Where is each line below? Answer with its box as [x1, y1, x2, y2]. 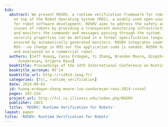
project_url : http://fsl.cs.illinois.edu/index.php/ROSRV [9, 95, 133, 100]
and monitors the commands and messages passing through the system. [14, 30, 162, 35]
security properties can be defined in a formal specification [14, 35, 149, 40]
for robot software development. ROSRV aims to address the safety [14, 21, 157, 26]
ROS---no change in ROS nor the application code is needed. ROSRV [14, 44, 157, 49]
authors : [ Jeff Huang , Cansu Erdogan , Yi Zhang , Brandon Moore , [9, 53, 146, 59]
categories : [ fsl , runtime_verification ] [9, 77, 97, 82]
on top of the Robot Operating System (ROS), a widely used [14, 16, 142, 21]
